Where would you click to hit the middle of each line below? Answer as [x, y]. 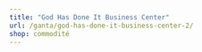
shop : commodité [39, 33]
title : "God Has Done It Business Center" [89, 17]
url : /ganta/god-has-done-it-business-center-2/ [101, 26]
